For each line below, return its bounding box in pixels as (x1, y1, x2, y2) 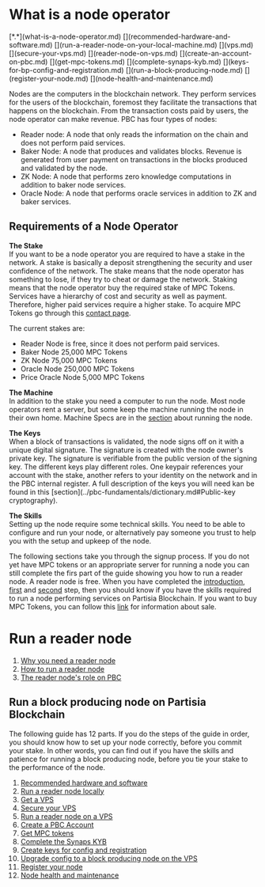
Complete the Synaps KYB (20, 836, 108, 846)
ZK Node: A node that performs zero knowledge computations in (20, 172, 232, 181)
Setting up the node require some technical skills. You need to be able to (9, 519, 246, 529)
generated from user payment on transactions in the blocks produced (20, 154, 248, 164)
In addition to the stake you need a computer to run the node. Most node (9, 396, 246, 405)
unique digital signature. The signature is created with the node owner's (9, 445, 244, 454)
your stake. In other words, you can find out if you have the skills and (9, 745, 234, 755)
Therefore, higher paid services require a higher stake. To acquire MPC (9, 299, 241, 309)
